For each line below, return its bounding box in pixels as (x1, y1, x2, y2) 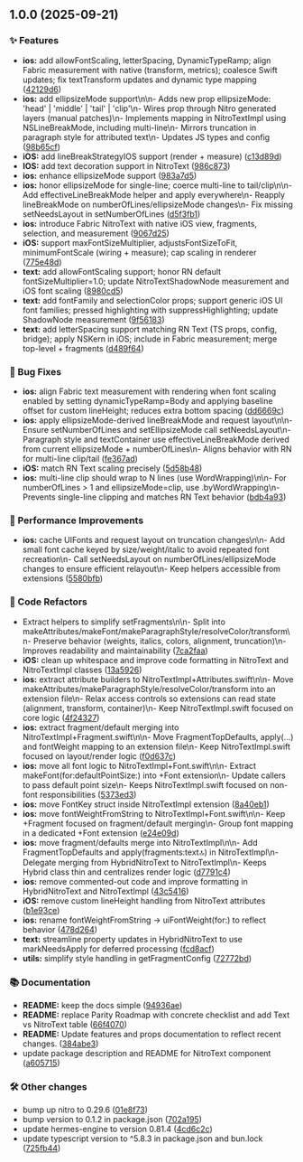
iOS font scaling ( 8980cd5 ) (22, 285, 124, 296)
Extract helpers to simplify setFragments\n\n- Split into (22, 616, 225, 627)
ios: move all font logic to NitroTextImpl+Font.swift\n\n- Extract (22, 760, 257, 771)
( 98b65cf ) (22, 141, 61, 152)
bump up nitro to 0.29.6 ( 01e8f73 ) (22, 1104, 149, 1115)
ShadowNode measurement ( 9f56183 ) (22, 314, 165, 324)
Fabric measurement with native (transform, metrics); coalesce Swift (22, 64, 278, 75)
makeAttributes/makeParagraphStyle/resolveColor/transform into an (22, 683, 276, 694)
